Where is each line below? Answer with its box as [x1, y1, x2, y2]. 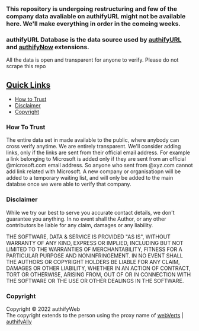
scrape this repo [6, 63, 46, 70]
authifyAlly [6, 318, 32, 325]
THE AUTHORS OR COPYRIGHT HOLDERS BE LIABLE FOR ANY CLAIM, [6, 258, 180, 265]
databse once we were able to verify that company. [6, 180, 131, 188]
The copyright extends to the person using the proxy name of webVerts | [6, 311, 184, 319]
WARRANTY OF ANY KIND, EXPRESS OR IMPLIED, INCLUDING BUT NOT [6, 239, 184, 246]
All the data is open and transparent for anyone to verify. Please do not [6, 56, 179, 63]
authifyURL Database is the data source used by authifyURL [6, 35, 182, 43]
